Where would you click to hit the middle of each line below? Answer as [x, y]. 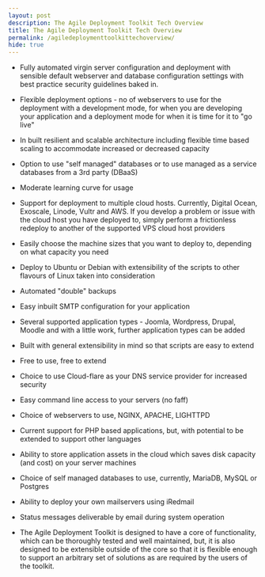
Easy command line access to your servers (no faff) [104, 400]
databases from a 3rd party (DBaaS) [79, 173]
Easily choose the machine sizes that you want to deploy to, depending [135, 244]
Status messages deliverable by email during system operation [122, 517]
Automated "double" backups [68, 291]
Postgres [34, 487]
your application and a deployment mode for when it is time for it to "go [136, 116]
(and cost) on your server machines [78, 463]
